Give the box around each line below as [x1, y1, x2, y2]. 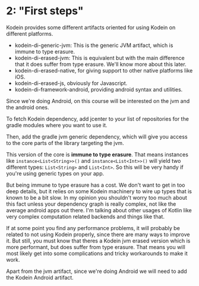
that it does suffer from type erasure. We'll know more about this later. [14, 61, 187, 68]
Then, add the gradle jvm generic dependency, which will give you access [6, 133, 188, 140]
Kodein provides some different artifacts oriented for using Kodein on [6, 24, 176, 31]
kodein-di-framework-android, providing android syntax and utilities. [14, 86, 183, 93]
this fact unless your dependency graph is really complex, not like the [6, 200, 176, 208]
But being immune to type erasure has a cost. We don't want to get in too [6, 181, 185, 188]
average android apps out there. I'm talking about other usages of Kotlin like [6, 206, 192, 213]
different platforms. [6, 30, 53, 37]
